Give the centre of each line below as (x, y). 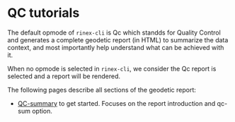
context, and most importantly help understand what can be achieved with (116, 47)
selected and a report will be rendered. (64, 76)
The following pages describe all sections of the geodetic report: (102, 90)
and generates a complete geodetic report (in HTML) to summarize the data (118, 39)
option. (42, 111)
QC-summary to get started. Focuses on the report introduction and (116, 103)
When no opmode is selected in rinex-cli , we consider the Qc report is (112, 68)
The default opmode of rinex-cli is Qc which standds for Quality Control (114, 32)
